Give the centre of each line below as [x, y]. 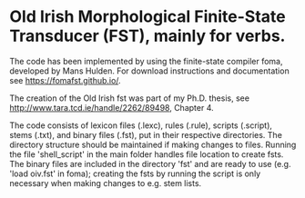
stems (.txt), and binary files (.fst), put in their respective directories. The [146, 134]
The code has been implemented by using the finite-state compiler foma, [146, 61]
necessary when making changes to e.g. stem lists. [106, 183]
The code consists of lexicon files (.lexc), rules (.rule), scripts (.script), [141, 125]
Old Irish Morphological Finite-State [147, 17]
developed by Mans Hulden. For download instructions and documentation [149, 71]
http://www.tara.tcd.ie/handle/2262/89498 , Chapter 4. [112, 107]
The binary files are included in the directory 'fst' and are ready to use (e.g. [150, 163]
